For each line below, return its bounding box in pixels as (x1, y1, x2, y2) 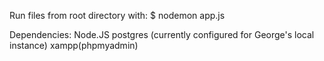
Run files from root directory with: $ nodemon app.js (9, 10, 226, 21)
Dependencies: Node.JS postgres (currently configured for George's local (9, 29, 315, 40)
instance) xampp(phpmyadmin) (9, 40, 139, 51)
